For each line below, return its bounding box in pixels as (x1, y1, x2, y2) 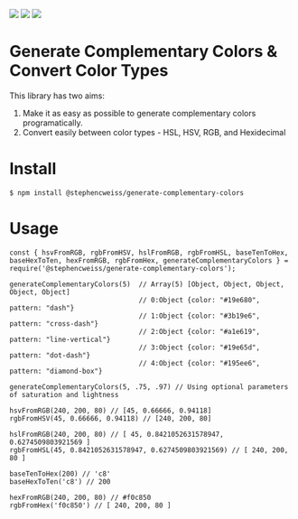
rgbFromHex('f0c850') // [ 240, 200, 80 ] (9, 501, 172, 510)
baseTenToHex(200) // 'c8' (9, 469, 111, 478)
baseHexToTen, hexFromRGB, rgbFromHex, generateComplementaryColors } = (9, 255, 289, 265)
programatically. (22, 117, 83, 128)
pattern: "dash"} (9, 303, 75, 312)
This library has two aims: (9, 90, 106, 101)
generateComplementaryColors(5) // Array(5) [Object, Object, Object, (9, 280, 284, 289)
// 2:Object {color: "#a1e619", (138, 327, 260, 336)
